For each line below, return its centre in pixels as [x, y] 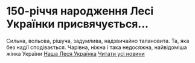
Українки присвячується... [78, 24]
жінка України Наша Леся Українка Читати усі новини [75, 53]
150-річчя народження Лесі [80, 11]
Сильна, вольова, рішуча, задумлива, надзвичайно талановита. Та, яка [98, 41]
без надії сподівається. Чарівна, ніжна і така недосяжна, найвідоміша [97, 47]
